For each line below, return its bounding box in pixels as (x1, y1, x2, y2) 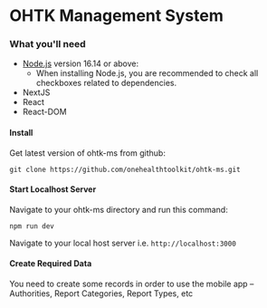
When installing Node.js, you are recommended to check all (35, 68, 259, 79)
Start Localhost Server (9, 184, 97, 195)
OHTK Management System (9, 5, 224, 26)
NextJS (22, 87, 51, 98)
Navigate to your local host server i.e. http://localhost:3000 (9, 237, 237, 248)
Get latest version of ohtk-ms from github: (9, 147, 166, 159)
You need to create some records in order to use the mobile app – (9, 278, 254, 290)
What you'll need (9, 38, 86, 51)
